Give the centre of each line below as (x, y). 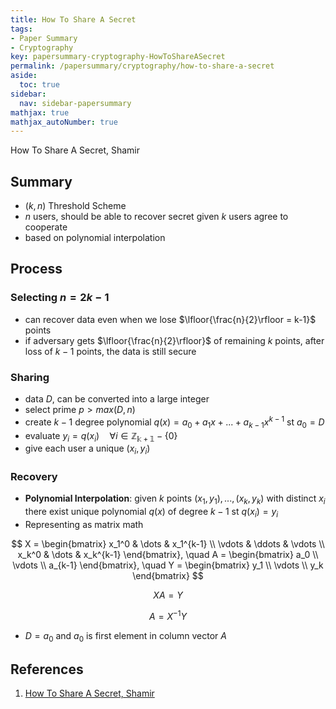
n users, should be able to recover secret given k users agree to (156, 217)
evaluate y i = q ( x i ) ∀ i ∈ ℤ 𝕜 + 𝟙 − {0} (101, 436)
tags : (21, 29)
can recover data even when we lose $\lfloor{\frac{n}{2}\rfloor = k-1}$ (170, 319)
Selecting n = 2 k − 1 (60, 298)
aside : (24, 76)
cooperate (46, 227)
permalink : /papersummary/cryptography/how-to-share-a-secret (142, 66)
